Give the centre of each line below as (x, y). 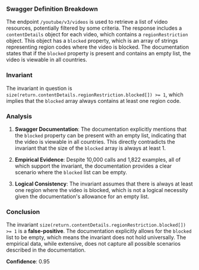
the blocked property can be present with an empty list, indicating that (100, 135)
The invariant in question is (39, 88)
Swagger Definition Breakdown (52, 9)
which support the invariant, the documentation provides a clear (93, 166)
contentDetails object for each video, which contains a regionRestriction (97, 34)
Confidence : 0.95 (28, 262)
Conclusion (23, 212)
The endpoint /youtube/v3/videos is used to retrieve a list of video (87, 22)
